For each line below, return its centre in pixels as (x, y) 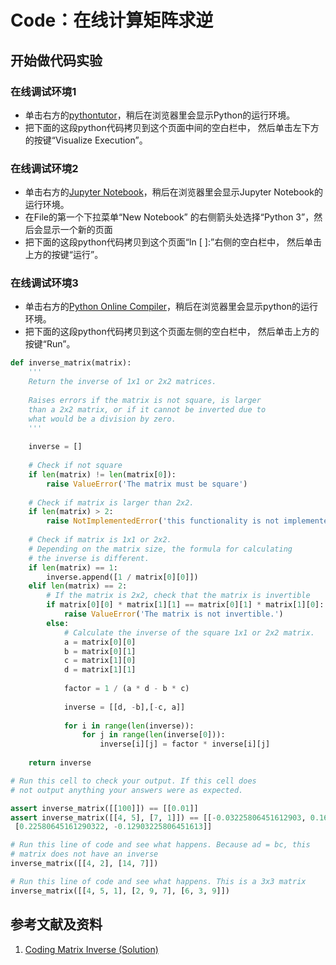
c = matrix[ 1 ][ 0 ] (100, 661)
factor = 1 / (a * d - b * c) (126, 689)
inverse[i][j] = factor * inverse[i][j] (185, 744)
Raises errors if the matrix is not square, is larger (145, 400)
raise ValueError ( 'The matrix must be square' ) (147, 484)
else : (58, 623)
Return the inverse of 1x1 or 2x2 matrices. (122, 382)
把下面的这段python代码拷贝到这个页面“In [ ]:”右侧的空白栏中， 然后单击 (173, 242)
